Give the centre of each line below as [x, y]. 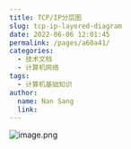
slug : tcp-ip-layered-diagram [66, 26]
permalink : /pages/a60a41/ [60, 43]
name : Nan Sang [46, 101]
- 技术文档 [35, 59]
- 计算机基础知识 [45, 84]
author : [24, 92]
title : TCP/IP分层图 [46, 18]
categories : [31, 51]
